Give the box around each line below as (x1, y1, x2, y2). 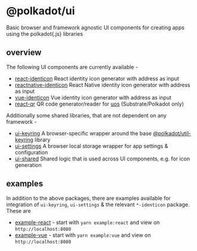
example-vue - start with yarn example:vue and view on (14, 231, 151, 238)
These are (6, 207, 32, 214)
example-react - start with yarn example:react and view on (14, 219, 160, 226)
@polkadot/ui (6, 4, 76, 18)
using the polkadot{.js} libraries (6, 30, 83, 37)
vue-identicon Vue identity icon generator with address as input (14, 94, 171, 101)
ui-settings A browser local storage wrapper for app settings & (14, 142, 168, 150)
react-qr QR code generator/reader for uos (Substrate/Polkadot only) (14, 100, 185, 107)
